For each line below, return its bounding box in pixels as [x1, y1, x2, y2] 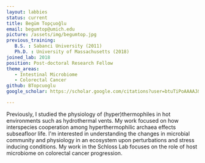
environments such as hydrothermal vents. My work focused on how [6, 117, 179, 124]
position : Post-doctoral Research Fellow [6, 60, 113, 66]
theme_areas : [6, 65, 40, 72]
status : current [6, 15, 48, 21]
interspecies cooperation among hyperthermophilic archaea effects [6, 123, 176, 131]
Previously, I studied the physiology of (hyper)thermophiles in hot [6, 110, 171, 118]
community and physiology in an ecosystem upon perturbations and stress [6, 136, 195, 143]
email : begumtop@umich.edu [6, 26, 75, 32]
